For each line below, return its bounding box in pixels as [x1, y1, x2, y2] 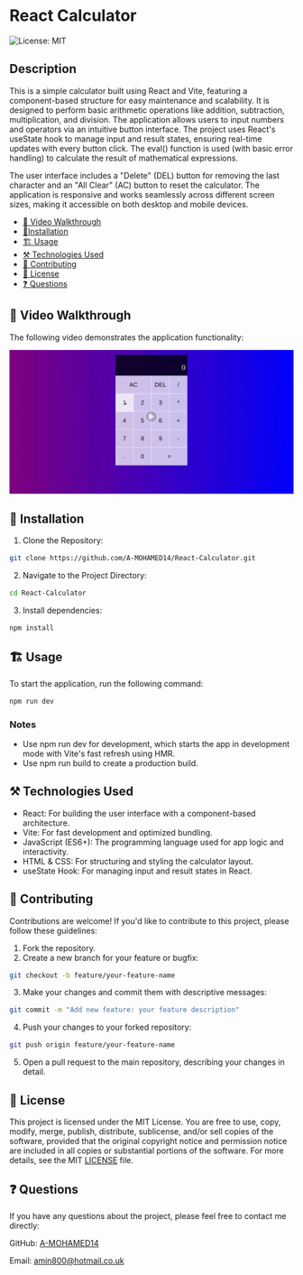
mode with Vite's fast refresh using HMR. [22, 748, 176, 759]
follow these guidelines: [9, 925, 97, 936]
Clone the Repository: [22, 535, 104, 546]
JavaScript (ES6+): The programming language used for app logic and [22, 836, 284, 847]
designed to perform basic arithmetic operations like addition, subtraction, [9, 105, 286, 115]
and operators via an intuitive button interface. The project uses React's [9, 124, 277, 134]
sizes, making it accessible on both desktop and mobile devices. [9, 199, 249, 209]
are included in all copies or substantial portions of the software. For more [9, 1145, 284, 1156]
